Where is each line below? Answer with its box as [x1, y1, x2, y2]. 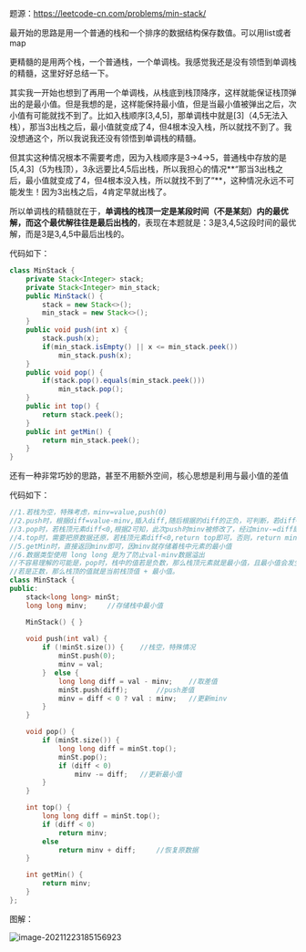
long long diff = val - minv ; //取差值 [57, 677, 219, 686]
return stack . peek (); [42, 409, 125, 419]
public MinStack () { [25, 291, 104, 301]
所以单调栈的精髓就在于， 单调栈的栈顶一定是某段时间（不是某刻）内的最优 [9, 206, 289, 216]
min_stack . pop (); [57, 385, 125, 394]
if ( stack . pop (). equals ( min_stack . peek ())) [42, 377, 206, 386]
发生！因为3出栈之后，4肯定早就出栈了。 [16, 186, 171, 197]
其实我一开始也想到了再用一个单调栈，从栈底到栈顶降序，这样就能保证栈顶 [9, 88, 289, 98]
